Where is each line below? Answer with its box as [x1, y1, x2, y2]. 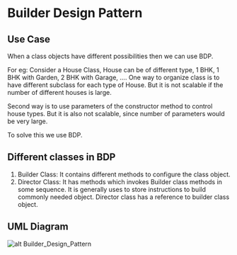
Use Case [7, 33, 51, 45]
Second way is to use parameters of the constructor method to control [7, 102, 213, 110]
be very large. [7, 117, 48, 125]
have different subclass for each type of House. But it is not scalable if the [7, 81, 224, 89]
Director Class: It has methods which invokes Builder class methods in [17, 177, 223, 186]
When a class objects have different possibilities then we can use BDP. [7, 52, 214, 60]
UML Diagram [7, 221, 69, 233]
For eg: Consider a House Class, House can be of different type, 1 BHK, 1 [7, 66, 219, 74]
